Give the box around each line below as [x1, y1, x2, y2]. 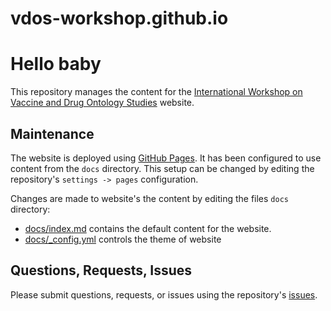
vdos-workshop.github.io [10, 7, 229, 30]
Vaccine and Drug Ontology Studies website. [10, 97, 195, 109]
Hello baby [10, 53, 102, 76]
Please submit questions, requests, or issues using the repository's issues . [10, 288, 318, 301]
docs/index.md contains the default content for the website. [24, 222, 272, 234]
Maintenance [10, 125, 95, 142]
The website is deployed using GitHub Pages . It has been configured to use [10, 152, 322, 164]
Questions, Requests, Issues [10, 262, 193, 279]
